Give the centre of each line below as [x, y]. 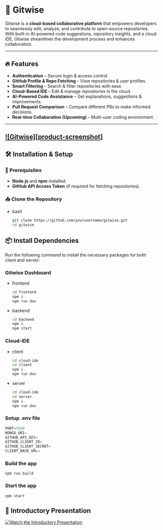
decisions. [22, 112]
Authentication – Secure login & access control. [60, 75]
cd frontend [24, 292]
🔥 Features [22, 64]
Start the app [21, 486]
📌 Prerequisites [24, 170]
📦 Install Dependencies [42, 241]
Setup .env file [23, 418]
